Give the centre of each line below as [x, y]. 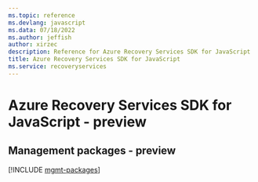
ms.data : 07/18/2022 [42, 30]
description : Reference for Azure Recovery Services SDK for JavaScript [129, 52]
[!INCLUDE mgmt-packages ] [54, 169]
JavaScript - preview [78, 122]
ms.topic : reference [42, 15]
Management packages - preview [92, 151]
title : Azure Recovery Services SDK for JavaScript [94, 60]
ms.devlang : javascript [47, 23]
